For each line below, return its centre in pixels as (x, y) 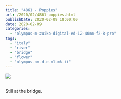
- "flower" (21, 57)
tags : (11, 39)
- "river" (20, 48)
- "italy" (20, 43)
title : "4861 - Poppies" (31, 10)
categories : (18, 29)
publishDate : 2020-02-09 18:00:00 (42, 19)
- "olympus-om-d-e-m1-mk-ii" (41, 62)
